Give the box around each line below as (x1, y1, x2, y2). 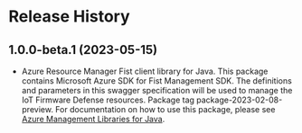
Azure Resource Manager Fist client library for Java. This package (21, 66, 269, 76)
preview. (21, 104, 53, 114)
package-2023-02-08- (196, 94, 283, 105)
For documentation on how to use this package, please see (54, 104, 276, 114)
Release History (8, 6, 130, 27)
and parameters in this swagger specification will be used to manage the (21, 85, 293, 95)
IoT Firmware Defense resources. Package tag (21, 94, 195, 105)
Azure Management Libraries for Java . (21, 114, 165, 124)
